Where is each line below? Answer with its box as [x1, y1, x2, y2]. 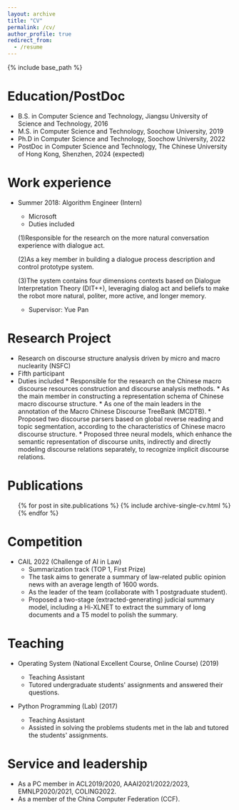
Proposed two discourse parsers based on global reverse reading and [17, 415, 223, 423]
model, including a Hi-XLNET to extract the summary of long [28, 602, 206, 611]
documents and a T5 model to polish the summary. [28, 610, 178, 619]
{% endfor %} [17, 508, 59, 517]
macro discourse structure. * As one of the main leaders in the [17, 399, 202, 407]
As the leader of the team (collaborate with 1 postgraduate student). [28, 587, 228, 596]
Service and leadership [7, 756, 148, 771]
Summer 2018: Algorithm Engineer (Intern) [17, 198, 143, 207]
